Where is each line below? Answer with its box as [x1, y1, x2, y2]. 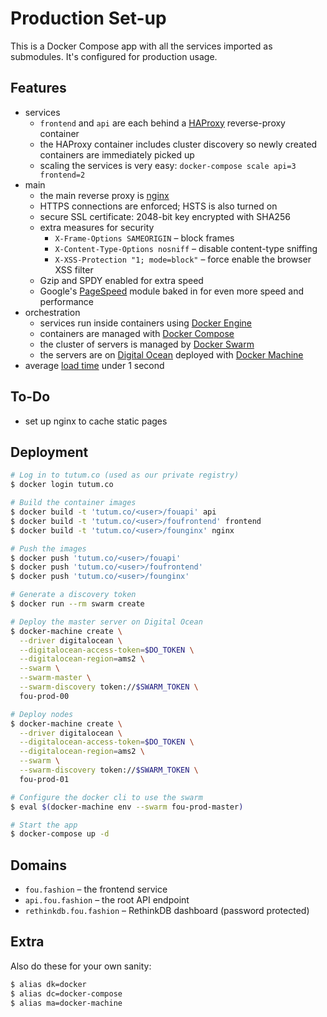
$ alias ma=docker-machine [10, 998, 123, 1008]
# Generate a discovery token [10, 590, 137, 600]
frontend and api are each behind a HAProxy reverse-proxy [39, 117, 286, 129]
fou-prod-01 [19, 774, 70, 784]
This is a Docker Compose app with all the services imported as [10, 40, 273, 52]
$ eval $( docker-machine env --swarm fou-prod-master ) [10, 802, 244, 812]
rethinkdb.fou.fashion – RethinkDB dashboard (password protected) [24, 905, 310, 917]
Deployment [10, 443, 89, 461]
